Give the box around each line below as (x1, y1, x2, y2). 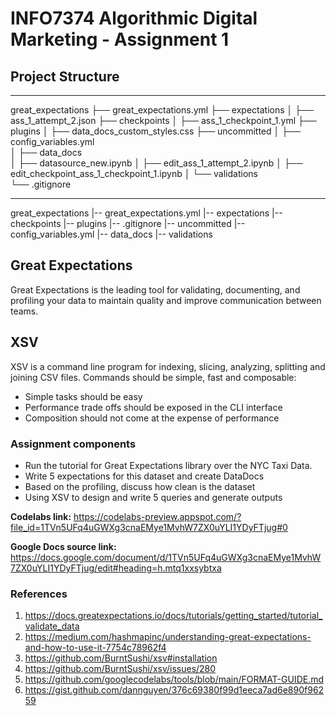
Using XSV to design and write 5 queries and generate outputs (24, 491, 283, 503)
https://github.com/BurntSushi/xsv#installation (24, 652, 218, 664)
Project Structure (10, 68, 120, 85)
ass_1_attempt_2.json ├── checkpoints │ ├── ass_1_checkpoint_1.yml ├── (10, 115, 317, 126)
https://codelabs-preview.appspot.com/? (73, 510, 242, 522)
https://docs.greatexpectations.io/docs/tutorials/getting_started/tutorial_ (24, 610, 323, 622)
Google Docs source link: (10, 540, 117, 552)
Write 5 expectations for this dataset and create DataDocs (24, 470, 265, 482)
